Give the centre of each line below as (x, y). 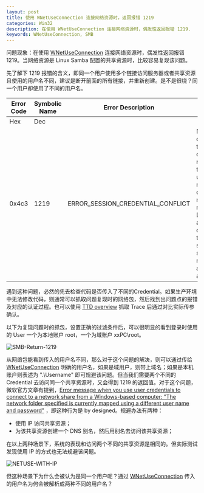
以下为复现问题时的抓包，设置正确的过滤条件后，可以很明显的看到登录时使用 (102, 327)
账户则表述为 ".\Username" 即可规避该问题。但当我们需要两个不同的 (91, 375)
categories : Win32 (29, 23)
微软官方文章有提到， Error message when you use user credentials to (93, 390)
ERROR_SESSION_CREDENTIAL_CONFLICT (129, 204)
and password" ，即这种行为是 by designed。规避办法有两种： (85, 410)
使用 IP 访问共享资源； (43, 424)
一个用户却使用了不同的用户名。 (46, 88)
